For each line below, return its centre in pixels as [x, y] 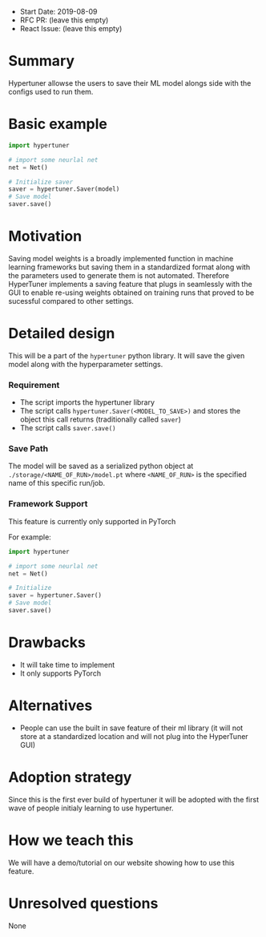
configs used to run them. [51, 91]
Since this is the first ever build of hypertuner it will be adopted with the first [133, 799]
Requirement [34, 385]
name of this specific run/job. [57, 483]
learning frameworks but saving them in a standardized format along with [129, 267]
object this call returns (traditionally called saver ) [101, 419]
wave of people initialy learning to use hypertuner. [91, 808]
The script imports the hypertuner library [87, 402]
